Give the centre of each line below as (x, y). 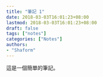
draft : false (22, 28)
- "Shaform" (21, 50)
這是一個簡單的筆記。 (32, 68)
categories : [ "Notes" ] (34, 39)
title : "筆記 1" (25, 12)
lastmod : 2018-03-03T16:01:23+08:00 (51, 23)
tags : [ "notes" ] (26, 34)
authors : (17, 45)
